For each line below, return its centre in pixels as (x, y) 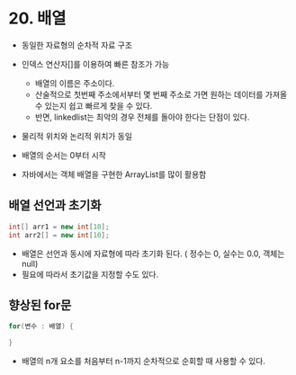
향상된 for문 (40, 305)
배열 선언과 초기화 (55, 205)
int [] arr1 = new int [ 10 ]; (59, 227)
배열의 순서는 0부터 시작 (64, 155)
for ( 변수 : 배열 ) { (41, 326)
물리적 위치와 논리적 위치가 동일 (76, 136)
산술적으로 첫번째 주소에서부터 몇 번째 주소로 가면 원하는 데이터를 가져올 (161, 94)
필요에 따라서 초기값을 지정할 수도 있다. (90, 274)
